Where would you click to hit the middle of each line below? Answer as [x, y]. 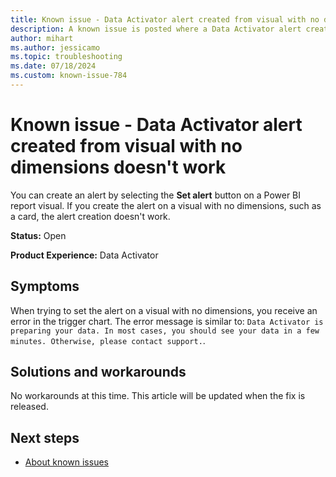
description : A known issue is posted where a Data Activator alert [156, 29]
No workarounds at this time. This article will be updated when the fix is [158, 396]
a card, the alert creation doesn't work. [90, 216]
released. [29, 407]
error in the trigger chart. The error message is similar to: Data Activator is [167, 321]
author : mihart [42, 38]
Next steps [45, 437]
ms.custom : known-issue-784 [69, 76]
